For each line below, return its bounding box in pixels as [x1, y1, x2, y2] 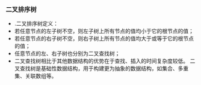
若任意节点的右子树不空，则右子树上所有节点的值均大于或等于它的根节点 [14, 35, 194, 42]
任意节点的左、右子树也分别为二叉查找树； [14, 50, 120, 57]
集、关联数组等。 [14, 72, 57, 80]
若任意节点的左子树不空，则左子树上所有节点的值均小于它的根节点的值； [14, 28, 194, 35]
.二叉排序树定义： [14, 20, 58, 28]
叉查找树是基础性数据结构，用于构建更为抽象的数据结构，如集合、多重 [14, 65, 189, 72]
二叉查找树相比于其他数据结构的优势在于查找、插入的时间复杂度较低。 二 [14, 57, 196, 65]
